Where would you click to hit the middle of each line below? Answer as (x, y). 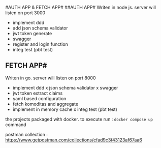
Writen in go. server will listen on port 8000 (51, 78)
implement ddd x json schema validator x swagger (65, 87)
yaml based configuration (39, 98)
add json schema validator (40, 28)
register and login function (40, 44)
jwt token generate (32, 33)
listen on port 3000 (25, 13)
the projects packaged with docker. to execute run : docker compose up (79, 119)
